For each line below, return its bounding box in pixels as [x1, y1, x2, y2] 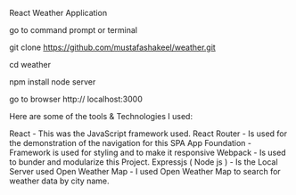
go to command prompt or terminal [9, 25, 138, 35]
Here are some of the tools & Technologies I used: [9, 111, 193, 121]
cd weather [9, 60, 52, 69]
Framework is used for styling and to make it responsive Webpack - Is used [9, 147, 287, 158]
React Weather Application [9, 8, 108, 18]
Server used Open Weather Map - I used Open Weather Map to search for [9, 167, 281, 176]
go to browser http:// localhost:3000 [9, 93, 143, 104]
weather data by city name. [9, 175, 110, 186]
